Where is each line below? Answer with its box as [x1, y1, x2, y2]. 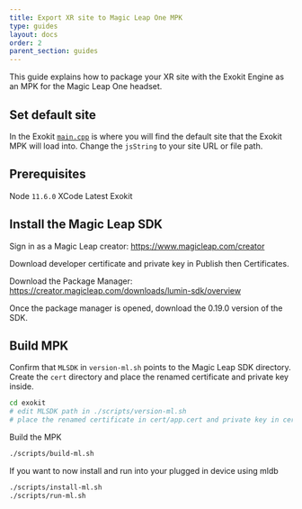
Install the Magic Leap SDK [9, 217, 164, 232]
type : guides [9, 22, 58, 31]
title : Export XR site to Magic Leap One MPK [9, 13, 182, 23]
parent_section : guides [9, 47, 99, 56]
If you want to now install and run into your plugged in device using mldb [9, 465, 279, 476]
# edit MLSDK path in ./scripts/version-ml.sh [9, 407, 187, 416]
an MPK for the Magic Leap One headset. [9, 81, 163, 92]
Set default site [9, 107, 96, 123]
